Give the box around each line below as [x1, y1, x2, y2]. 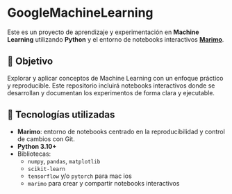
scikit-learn [27, 165, 66, 172]
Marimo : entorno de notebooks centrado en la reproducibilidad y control [17, 127, 226, 136]
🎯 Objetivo [7, 56, 53, 67]
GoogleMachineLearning [7, 5, 154, 21]
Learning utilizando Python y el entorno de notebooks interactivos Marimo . [7, 35, 224, 43]
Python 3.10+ [17, 142, 57, 150]
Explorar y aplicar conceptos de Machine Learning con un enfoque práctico [7, 74, 224, 82]
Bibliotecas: [17, 149, 51, 158]
